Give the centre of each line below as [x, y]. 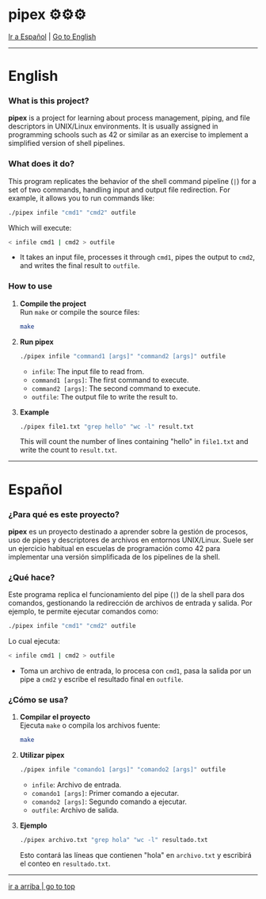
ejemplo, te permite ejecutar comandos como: [84, 611]
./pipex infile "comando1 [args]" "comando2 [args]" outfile [123, 770]
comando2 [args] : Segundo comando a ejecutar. [109, 801]
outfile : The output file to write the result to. [104, 396]
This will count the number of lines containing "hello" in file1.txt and [134, 442]
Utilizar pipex [42, 756]
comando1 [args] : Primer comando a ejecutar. [105, 793]
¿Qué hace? [32, 577]
